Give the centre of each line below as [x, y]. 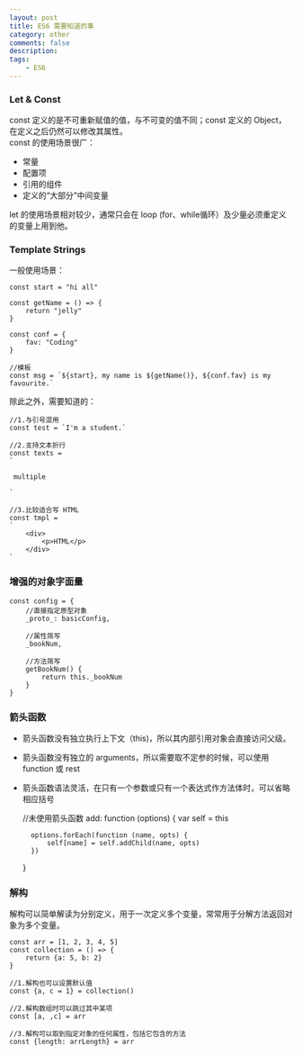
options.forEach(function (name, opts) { [110, 835]
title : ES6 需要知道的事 [52, 26]
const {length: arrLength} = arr [72, 1042]
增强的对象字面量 [46, 582]
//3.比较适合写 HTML [44, 510]
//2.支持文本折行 [37, 446]
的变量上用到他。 [41, 226]
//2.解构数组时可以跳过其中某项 [61, 1009]
